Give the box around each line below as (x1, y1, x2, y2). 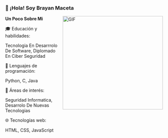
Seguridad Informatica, (5, 97, 52, 103)
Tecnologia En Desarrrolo (5, 42, 57, 49)
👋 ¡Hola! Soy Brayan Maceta (5, 4, 74, 11)
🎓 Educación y (5, 26, 37, 32)
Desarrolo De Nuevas (5, 102, 49, 109)
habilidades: (5, 33, 30, 39)
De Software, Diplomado (5, 48, 56, 54)
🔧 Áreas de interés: (5, 87, 44, 94)
